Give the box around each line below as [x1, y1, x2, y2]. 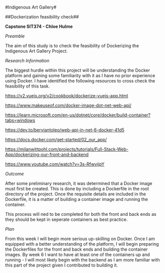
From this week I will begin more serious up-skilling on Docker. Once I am [5, 236, 155, 242]
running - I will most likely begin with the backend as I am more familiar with [5, 257, 160, 263]
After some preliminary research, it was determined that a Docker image [5, 181, 153, 186]
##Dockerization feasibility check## [5, 14, 79, 19]
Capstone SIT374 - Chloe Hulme [5, 23, 73, 29]
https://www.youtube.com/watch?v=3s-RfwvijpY [5, 161, 105, 167]
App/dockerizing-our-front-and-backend [5, 152, 89, 157]
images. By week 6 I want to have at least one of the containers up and [5, 252, 150, 258]
